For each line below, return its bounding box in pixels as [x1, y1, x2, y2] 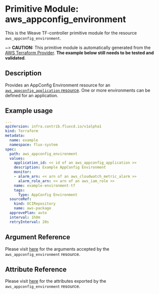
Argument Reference [5, 233, 70, 241]
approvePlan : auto [9, 210, 47, 215]
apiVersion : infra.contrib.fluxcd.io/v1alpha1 [5, 124, 102, 129]
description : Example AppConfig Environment [14, 165, 106, 170]
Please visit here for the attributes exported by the [5, 278, 107, 284]
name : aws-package [14, 206, 51, 211]
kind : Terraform [5, 128, 38, 134]
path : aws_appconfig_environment [9, 151, 78, 156]
